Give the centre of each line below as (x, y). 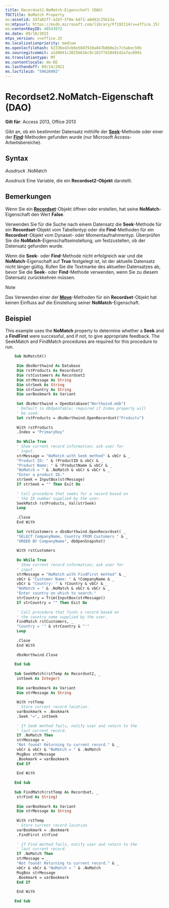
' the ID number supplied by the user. (59, 498)
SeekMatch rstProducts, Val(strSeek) (56, 503)
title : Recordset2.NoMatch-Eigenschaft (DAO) (54, 10)
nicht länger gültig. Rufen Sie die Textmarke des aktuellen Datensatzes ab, (83, 266)
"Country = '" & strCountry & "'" (53, 626)
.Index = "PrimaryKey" (41, 432)
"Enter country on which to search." (56, 593)
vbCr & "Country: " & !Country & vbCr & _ (62, 584)
